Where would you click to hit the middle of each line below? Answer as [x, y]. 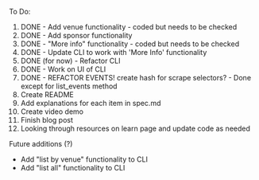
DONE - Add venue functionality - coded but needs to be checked [129, 27]
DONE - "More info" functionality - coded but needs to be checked [130, 44]
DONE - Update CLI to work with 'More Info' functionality [114, 52]
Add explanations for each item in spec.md [91, 103]
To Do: [20, 12]
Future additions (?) [41, 144]
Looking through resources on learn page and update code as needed [135, 128]
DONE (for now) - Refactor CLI [71, 61]
